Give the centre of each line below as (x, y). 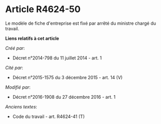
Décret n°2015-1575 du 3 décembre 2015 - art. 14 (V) (67, 77)
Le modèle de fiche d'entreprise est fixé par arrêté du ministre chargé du (81, 23)
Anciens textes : (21, 106)
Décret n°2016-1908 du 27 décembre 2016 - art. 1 (64, 97)
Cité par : (14, 68)
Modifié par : (18, 87)
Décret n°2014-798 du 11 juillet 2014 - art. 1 (57, 58)
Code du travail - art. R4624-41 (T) (49, 116)
